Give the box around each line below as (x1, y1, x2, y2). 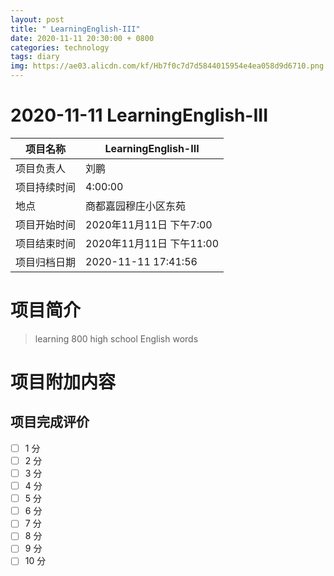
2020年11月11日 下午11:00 (85, 236, 220, 250)
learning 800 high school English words (34, 332, 199, 345)
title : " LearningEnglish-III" (10, 24, 141, 34)
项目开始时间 (15, 217, 77, 231)
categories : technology (10, 42, 110, 53)
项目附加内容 (10, 371, 117, 394)
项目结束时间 (15, 236, 77, 250)
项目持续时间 (15, 180, 77, 194)
